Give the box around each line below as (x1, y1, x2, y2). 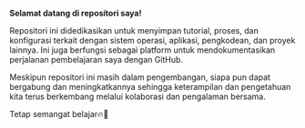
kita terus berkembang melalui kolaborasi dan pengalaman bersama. (9, 91, 266, 102)
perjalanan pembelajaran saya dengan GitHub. (9, 54, 184, 64)
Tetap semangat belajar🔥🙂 (9, 109, 109, 119)
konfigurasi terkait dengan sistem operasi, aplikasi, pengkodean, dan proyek (9, 35, 296, 45)
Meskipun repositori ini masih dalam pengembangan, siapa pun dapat (9, 72, 271, 83)
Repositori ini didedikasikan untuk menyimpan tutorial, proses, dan (9, 25, 259, 35)
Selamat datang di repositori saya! (9, 8, 142, 18)
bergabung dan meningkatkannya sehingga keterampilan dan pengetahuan (9, 82, 291, 92)
